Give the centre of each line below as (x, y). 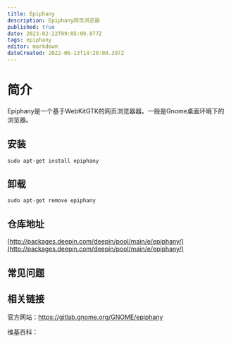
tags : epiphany (30, 40)
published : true (31, 27)
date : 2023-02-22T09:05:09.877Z (55, 33)
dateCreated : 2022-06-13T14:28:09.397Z (66, 54)
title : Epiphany (31, 14)
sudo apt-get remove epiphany (52, 201)
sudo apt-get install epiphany (53, 161)
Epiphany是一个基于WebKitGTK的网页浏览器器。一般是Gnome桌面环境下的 (116, 111)
